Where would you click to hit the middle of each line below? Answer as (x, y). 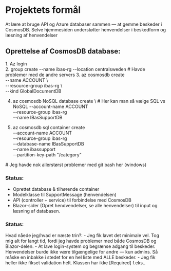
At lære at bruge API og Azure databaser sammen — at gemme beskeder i (84, 24)
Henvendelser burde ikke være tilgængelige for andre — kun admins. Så (82, 252)
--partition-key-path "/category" (47, 155)
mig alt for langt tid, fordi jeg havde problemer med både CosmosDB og (81, 241)
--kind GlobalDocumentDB (33, 91)
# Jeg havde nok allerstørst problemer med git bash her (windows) (76, 165)
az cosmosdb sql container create (49, 127)
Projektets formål (43, 10)
